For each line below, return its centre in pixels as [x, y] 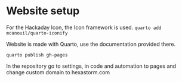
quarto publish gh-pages [37, 55]
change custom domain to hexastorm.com [58, 72]
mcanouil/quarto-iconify [37, 33]
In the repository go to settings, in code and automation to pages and [91, 66]
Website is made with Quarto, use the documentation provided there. [91, 44]
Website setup [43, 11]
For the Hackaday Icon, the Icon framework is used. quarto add [84, 27]
